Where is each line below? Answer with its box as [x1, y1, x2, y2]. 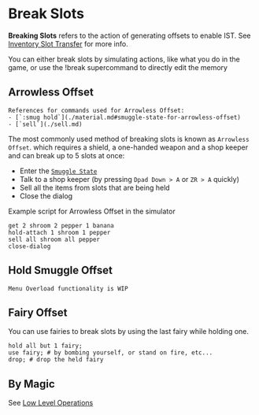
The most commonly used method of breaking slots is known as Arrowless [8, 134, 250, 143]
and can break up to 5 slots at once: [8, 150, 125, 160]
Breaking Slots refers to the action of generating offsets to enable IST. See [8, 31, 251, 40]
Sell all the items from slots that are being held [19, 183, 171, 192]
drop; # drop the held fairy [8, 356, 104, 364]
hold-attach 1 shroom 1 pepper [8, 228, 111, 236]
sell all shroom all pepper [8, 235, 101, 243]
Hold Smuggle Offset [8, 264, 113, 277]
